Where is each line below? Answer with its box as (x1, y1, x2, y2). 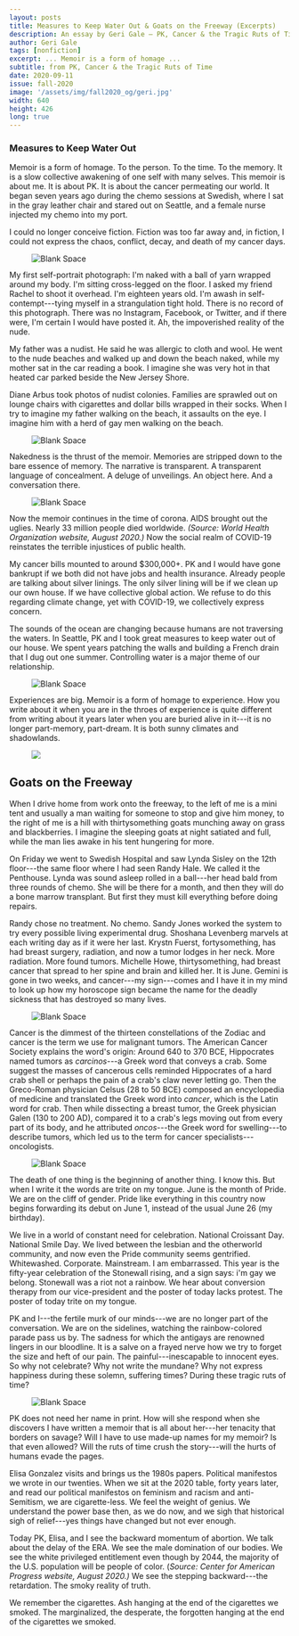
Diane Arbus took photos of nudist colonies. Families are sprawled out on (9, 390, 278, 400)
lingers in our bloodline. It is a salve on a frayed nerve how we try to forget (9, 1342, 282, 1352)
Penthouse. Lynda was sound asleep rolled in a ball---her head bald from (9, 873, 278, 884)
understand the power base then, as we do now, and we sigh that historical (9, 1506, 285, 1517)
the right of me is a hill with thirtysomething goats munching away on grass (9, 818, 286, 828)
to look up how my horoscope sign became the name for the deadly (9, 984, 258, 995)
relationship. (9, 662, 55, 672)
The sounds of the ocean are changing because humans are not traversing (9, 623, 284, 634)
